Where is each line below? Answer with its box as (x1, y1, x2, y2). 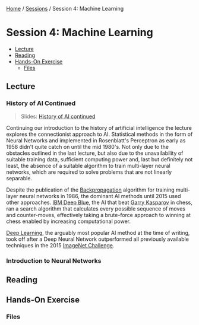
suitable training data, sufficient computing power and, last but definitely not (6, 155, 193, 162)
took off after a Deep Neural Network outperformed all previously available (6, 235, 189, 243)
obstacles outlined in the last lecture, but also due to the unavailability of (6, 149, 184, 157)
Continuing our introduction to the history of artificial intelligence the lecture (6, 124, 192, 131)
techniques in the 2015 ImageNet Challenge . (6, 241, 115, 248)
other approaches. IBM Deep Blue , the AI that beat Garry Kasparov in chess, (6, 199, 193, 206)
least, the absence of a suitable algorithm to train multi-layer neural (6, 162, 170, 169)
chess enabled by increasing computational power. (6, 218, 131, 225)
